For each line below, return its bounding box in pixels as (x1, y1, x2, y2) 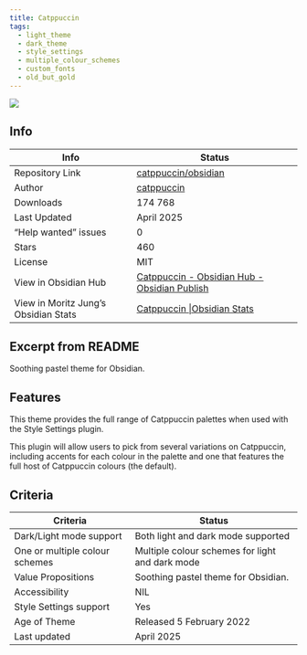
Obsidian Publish (136, 281, 209, 294)
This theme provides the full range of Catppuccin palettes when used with (9, 414, 289, 425)
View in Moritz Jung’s (14, 296, 107, 309)
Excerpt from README (9, 339, 140, 354)
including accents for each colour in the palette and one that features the (9, 451, 285, 462)
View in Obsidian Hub (14, 276, 107, 289)
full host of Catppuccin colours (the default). (9, 460, 177, 471)
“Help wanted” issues (14, 226, 107, 238)
